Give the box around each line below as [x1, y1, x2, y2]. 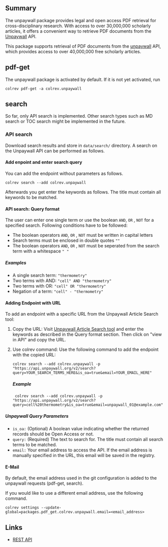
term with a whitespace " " [12, 248, 69, 254]
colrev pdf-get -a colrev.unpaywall [5, 86, 82, 91]
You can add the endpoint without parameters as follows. [5, 170, 123, 176]
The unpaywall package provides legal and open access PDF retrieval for [5, 17, 156, 23]
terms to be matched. [12, 442, 57, 448]
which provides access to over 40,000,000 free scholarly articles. [5, 48, 141, 54]
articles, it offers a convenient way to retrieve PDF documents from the [5, 28, 151, 34]
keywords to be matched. [5, 194, 58, 200]
